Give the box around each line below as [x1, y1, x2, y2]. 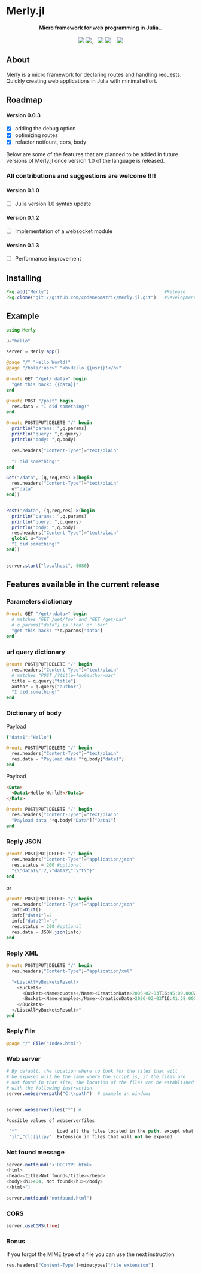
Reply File [6, 1027, 36, 1035]
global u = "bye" [11, 536, 50, 542]
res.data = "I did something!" [11, 404, 90, 410]
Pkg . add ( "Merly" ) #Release [6, 289, 186, 295]
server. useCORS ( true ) [6, 1223, 60, 1229]
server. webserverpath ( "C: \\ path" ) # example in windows [6, 1090, 151, 1097]
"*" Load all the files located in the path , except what [8, 1128, 194, 1135]
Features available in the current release [6, 580, 160, 590]
